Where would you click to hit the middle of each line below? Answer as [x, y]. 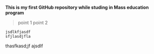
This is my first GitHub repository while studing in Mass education [77, 7]
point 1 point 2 [33, 23]
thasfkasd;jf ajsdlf [24, 46]
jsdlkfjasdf [18, 32]
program [15, 13]
